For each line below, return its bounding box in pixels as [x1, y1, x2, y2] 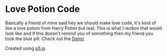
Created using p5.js [5, 45, 45, 51]
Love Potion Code [5, 3, 80, 15]
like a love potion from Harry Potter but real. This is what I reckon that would [5, 25, 162, 31]
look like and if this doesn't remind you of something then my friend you [5, 30, 153, 36]
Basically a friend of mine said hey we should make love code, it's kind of [5, 20, 156, 26]
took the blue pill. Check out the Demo [5, 36, 84, 42]
